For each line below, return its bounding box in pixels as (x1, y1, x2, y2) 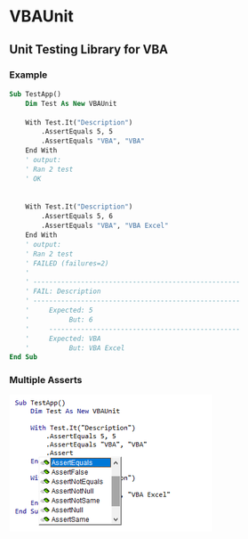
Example (9, 69, 48, 81)
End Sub (9, 353, 38, 362)
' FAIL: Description (25, 287, 101, 296)
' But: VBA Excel (25, 343, 125, 353)
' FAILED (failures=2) (25, 258, 109, 268)
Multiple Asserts (9, 374, 83, 387)
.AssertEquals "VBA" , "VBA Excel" (41, 221, 169, 231)
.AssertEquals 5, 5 (41, 127, 114, 136)
